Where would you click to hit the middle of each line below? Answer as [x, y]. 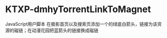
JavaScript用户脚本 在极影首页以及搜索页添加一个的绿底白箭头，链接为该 [81, 24]
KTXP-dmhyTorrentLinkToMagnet [78, 9]
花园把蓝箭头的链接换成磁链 [69, 30]
